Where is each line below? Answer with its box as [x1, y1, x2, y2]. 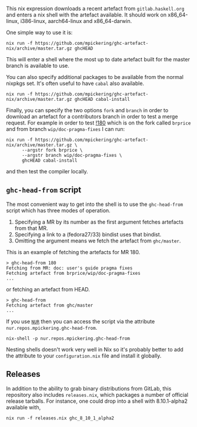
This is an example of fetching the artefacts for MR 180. [6, 248, 141, 255]
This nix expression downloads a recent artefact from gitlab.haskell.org [6, 5, 185, 12]
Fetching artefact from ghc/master [6, 302, 94, 308]
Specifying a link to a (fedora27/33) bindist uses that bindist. [14, 231, 162, 238]
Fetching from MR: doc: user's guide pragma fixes [6, 265, 133, 271]
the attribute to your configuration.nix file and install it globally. [6, 352, 162, 359]
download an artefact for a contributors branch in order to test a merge [6, 113, 178, 120]
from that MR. [14, 224, 48, 232]
